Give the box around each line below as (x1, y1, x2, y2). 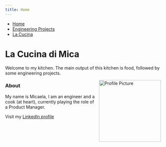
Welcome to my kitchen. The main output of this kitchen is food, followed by (5, 65, 160, 71)
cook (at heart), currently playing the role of (5, 99, 94, 105)
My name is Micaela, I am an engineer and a (5, 93, 95, 99)
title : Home (5, 7, 30, 12)
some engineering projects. (5, 70, 61, 76)
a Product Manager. (5, 104, 45, 110)
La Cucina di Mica (5, 48, 80, 60)
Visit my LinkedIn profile (5, 113, 54, 119)
